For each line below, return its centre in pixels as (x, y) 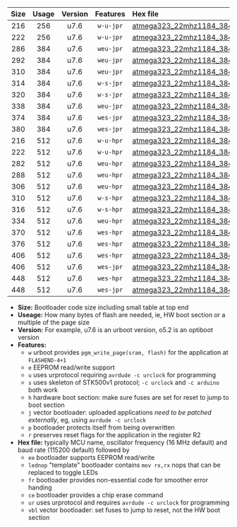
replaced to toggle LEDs (63, 472)
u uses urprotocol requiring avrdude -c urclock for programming (122, 375)
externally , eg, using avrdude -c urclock (87, 420)
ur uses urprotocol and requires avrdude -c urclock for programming (129, 502)
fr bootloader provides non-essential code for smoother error (118, 480)
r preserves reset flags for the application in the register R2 (114, 435)
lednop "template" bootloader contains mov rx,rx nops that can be (124, 465)
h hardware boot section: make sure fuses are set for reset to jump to (128, 397)
